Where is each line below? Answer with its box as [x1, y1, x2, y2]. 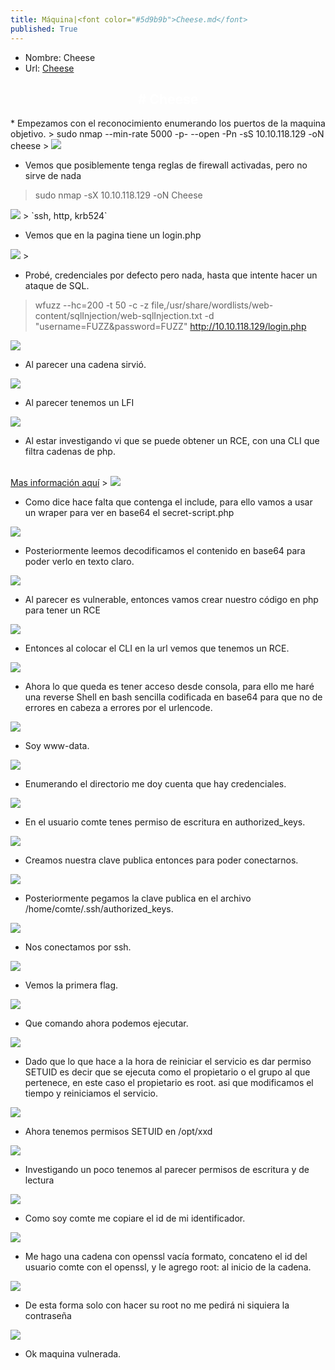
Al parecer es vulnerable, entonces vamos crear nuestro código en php [24, 594, 319, 606]
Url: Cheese [24, 62, 75, 74]
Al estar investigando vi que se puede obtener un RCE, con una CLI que [24, 435, 320, 447]
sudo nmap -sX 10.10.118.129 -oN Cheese [34, 189, 203, 201]
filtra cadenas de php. [24, 446, 116, 458]
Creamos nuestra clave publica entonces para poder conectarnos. [24, 854, 299, 866]
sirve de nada [24, 170, 82, 182]
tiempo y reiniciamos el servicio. [24, 1087, 158, 1100]
